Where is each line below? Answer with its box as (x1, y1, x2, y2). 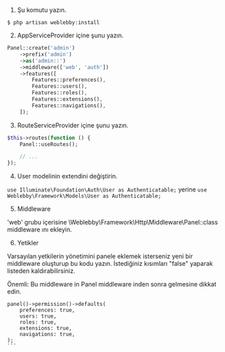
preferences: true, (19, 307, 76, 314)
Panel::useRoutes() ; (19, 141, 78, 147)
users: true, (19, 313, 57, 320)
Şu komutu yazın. (17, 6, 67, 14)
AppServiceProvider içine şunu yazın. (17, 31, 124, 39)
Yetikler (17, 239, 39, 247)
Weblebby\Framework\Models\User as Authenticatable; (7, 193, 162, 200)
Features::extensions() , (32, 96, 103, 103)
